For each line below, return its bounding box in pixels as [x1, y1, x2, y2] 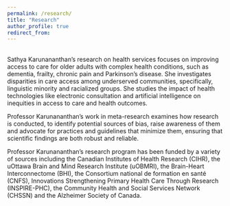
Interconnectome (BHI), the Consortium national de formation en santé [7, 170, 207, 178]
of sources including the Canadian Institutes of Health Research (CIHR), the [7, 155, 221, 163]
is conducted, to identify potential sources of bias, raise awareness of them [7, 119, 221, 128]
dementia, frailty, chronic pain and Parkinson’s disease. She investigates [7, 70, 211, 78]
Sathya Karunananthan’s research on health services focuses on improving [7, 56, 219, 64]
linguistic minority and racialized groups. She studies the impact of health [7, 84, 215, 93]
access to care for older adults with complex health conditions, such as [7, 62, 209, 71]
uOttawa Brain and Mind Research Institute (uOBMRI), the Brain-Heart [7, 162, 205, 170]
